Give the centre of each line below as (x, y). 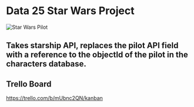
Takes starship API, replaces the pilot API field (92, 46)
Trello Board (29, 84)
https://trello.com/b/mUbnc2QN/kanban (54, 98)
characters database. (46, 64)
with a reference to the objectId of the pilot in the (97, 55)
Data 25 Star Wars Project (70, 11)
